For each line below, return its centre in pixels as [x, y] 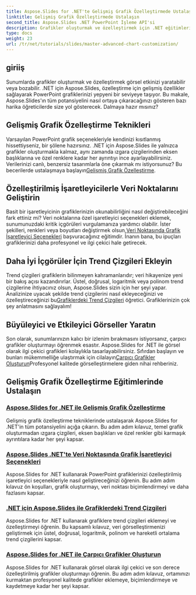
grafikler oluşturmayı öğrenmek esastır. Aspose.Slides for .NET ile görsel [93, 345]
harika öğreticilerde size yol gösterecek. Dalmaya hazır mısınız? [82, 106]
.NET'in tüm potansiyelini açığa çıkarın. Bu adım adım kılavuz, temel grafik [94, 427]
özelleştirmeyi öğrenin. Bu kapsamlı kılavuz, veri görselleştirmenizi [86, 527]
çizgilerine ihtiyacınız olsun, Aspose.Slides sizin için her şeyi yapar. [87, 288]
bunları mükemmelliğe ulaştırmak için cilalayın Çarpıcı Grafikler [81, 357]
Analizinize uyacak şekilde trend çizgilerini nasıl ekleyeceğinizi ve [85, 294]
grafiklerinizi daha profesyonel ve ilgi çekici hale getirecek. [77, 243]
